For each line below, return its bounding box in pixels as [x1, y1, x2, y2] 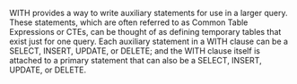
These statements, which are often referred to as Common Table [9, 17, 249, 28]
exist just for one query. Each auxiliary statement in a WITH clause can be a [9, 36, 289, 46]
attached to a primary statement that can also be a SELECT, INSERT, [9, 55, 262, 65]
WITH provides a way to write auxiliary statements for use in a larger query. [9, 8, 288, 18]
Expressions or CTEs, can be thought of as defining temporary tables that [9, 27, 282, 37]
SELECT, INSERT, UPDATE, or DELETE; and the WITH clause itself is [9, 46, 260, 56]
